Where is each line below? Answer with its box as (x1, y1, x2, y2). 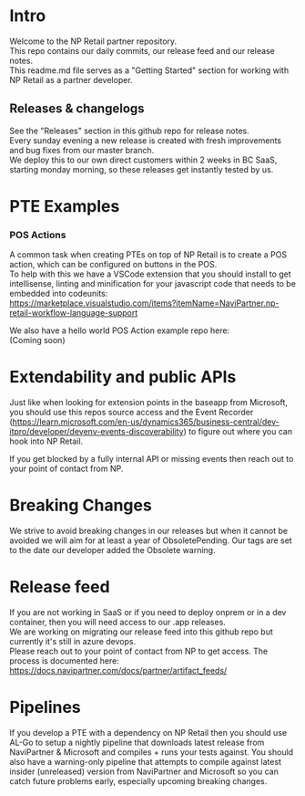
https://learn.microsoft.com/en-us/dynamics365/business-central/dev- (12, 416, 280, 427)
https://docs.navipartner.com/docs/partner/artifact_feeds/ (9, 665, 228, 676)
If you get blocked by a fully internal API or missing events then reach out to (9, 454, 294, 465)
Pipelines (9, 697, 82, 717)
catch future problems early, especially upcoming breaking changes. (9, 775, 268, 786)
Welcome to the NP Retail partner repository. (9, 36, 178, 47)
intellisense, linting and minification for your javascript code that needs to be (9, 278, 296, 289)
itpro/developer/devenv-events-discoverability (9, 426, 184, 437)
